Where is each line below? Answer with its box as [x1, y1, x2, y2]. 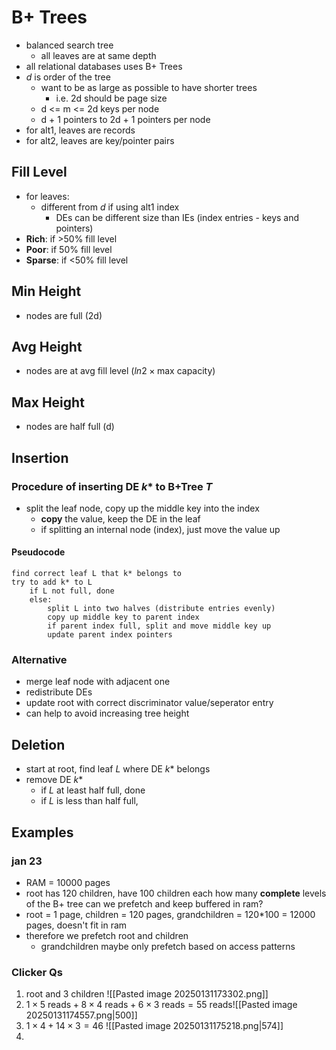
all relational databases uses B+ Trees [25, 60, 183, 72]
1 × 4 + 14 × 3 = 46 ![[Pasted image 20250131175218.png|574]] [25, 1020, 284, 1032]
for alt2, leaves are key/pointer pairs [25, 134, 175, 146]
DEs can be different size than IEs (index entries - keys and [55, 211, 300, 223]
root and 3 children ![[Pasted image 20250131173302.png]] [25, 988, 269, 1000]
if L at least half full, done [40, 784, 146, 796]
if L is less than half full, [40, 795, 139, 807]
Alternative [11, 653, 68, 666]
